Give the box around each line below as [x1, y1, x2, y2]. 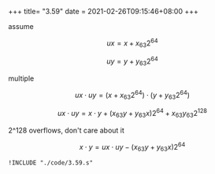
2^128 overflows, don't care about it [8, 125, 124, 135]
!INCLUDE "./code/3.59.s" [8, 159, 93, 167]
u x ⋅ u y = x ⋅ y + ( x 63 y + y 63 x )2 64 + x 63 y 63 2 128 [57, 107, 207, 120]
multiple [8, 74, 35, 83]
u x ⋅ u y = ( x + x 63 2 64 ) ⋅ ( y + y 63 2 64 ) [74, 89, 191, 101]
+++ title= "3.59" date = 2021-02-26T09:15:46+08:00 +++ [8, 7, 198, 16]
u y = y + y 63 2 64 [106, 55, 159, 67]
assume [8, 22, 34, 31]
